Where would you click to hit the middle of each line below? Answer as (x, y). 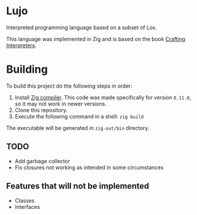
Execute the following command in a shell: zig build (79, 116)
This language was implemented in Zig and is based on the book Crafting (96, 39)
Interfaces (27, 207)
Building (27, 69)
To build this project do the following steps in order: (69, 86)
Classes (24, 200)
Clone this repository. (41, 110)
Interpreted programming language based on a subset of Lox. (82, 27)
